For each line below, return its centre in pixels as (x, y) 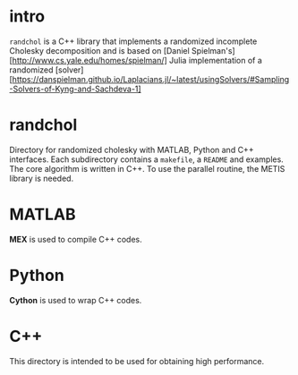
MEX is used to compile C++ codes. (76, 239)
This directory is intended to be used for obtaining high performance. (137, 361)
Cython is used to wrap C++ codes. (76, 300)
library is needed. (42, 178)
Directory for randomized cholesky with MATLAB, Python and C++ (132, 149)
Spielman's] (213, 50)
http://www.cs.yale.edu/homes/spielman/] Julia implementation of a (137, 60)
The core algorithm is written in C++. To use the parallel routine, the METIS (147, 168)
